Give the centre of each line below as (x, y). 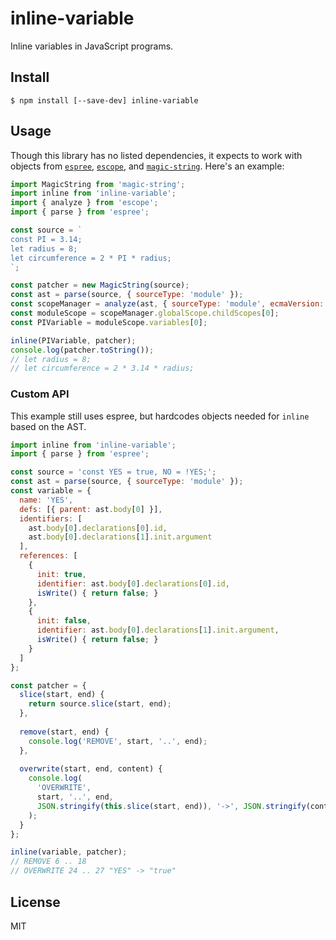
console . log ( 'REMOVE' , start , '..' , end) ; (118, 741)
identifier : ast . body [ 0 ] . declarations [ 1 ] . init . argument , (158, 630)
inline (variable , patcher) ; (69, 852)
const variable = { (51, 491)
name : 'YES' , (46, 500)
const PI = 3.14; (46, 239)
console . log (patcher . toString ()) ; (82, 350)
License (35, 902)
